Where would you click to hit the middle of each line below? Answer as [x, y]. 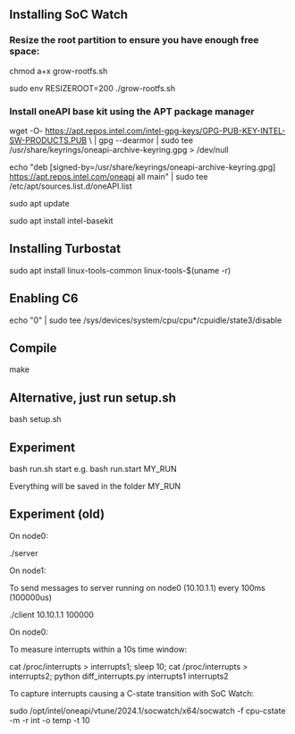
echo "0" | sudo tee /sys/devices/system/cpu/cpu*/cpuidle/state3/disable [146, 320]
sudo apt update [39, 203]
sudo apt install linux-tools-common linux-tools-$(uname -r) [120, 270]
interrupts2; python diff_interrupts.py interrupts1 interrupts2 [119, 676]
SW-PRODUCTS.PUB [48, 140]
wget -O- [26, 131]
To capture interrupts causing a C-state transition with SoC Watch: [132, 693]
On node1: [28, 570]
